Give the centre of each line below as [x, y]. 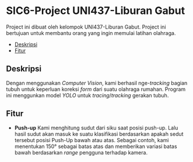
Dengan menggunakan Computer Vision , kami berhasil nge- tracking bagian [97, 83]
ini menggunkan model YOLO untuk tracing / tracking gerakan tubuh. [87, 95]
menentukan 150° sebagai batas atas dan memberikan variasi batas [96, 146]
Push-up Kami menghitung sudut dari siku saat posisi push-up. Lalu [96, 128]
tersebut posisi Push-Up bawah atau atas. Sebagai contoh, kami [92, 140]
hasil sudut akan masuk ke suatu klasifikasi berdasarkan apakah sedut [99, 134]
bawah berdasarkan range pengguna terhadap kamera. [81, 152]
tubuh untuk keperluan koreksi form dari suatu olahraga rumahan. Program [96, 89]
